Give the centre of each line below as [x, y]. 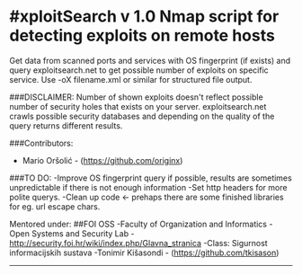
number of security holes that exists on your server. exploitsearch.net [138, 106]
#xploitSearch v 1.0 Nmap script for [144, 17]
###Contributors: [41, 143]
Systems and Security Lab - [83, 233]
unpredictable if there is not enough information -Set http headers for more [148, 187]
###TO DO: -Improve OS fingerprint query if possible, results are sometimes [151, 178]
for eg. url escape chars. [55, 206]
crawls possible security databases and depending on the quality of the [142, 116]
